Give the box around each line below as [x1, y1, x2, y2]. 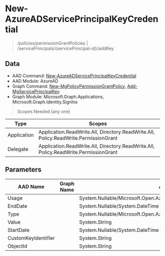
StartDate [7, 226, 30, 233]
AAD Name [18, 183, 45, 190]
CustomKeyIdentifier [7, 234, 55, 241]
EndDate [7, 202, 27, 209]
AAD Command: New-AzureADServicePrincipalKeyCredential [12, 72, 137, 79]
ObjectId [7, 242, 27, 249]
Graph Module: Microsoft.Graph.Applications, [12, 94, 104, 99]
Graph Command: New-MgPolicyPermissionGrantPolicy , [12, 83, 126, 89]
